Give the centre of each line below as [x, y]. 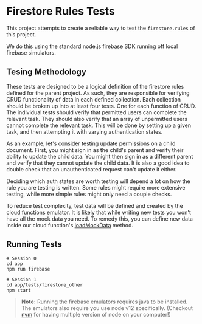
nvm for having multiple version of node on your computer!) [96, 314]
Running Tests [34, 244]
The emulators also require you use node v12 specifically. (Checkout [107, 308]
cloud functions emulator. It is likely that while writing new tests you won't [99, 212]
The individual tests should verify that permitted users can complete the [96, 112]
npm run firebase [28, 269]
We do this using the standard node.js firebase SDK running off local [92, 46]
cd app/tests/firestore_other [45, 285]
